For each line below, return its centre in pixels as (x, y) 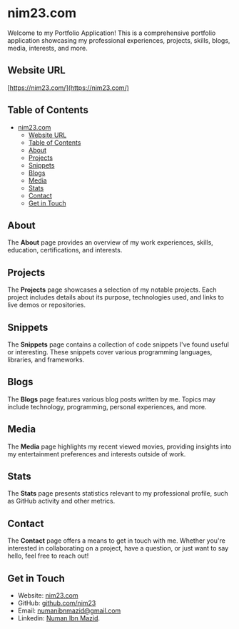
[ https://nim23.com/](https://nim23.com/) (68, 88)
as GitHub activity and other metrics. (61, 501)
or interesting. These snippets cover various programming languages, (110, 352)
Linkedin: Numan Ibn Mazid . (59, 618)
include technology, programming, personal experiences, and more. (107, 406)
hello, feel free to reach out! (48, 556)
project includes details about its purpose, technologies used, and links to (116, 297)
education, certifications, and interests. (65, 250)
